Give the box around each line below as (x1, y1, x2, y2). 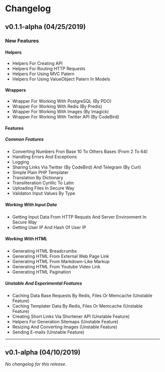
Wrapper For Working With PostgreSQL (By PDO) (12, 98, 112, 104)
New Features (5, 37, 39, 44)
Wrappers (5, 87, 26, 93)
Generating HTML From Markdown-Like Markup (12, 258, 110, 264)
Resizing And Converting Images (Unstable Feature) (12, 324, 118, 330)
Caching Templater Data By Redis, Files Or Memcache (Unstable (12, 303, 143, 309)
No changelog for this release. (5, 361, 67, 367)
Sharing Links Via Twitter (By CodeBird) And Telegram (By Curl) (12, 164, 141, 170)
